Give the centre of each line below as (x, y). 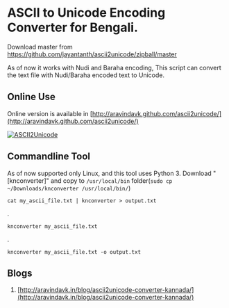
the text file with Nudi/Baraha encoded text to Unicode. (86, 75)
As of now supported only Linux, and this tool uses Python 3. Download (109, 173)
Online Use (31, 97)
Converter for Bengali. (73, 27)
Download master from (40, 47)
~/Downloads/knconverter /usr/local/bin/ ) (69, 188)
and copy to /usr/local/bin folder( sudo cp (112, 180)
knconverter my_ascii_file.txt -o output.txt (74, 252)
